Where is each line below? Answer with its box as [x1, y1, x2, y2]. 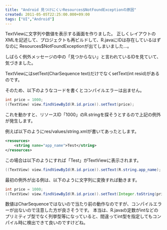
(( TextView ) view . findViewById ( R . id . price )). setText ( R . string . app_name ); [5, 167, 162, 172]
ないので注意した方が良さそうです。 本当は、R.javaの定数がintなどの [18, 207, 159, 213]
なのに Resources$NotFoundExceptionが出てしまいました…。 [5, 43, 132, 49]
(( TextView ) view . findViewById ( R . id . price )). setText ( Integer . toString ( [5, 191, 157, 197]
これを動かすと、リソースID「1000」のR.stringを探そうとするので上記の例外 [5, 112, 162, 117]
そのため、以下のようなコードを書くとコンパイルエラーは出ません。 [5, 88, 145, 94]
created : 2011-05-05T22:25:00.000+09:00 [5, 12, 90, 17]
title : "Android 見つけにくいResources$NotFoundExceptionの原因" [5, 7, 137, 12]
